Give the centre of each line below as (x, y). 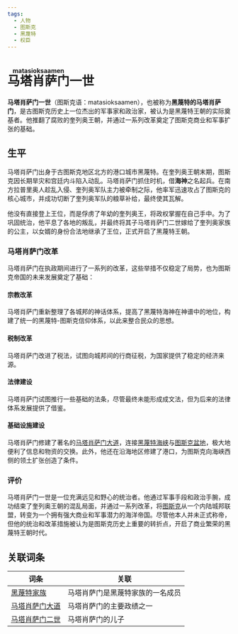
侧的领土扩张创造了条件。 (45, 460)
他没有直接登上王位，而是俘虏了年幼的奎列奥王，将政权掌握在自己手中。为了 (119, 213)
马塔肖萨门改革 (33, 251)
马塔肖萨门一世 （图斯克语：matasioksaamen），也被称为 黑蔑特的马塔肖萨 (114, 102)
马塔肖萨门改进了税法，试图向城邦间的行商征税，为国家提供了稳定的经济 (113, 355)
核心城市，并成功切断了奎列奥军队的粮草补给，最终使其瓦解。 (97, 198)
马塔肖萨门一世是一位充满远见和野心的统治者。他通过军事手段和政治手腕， (116, 497)
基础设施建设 (26, 425)
